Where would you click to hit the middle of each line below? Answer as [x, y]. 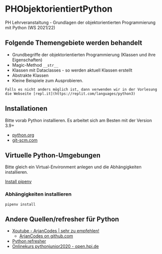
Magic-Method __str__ [35, 65]
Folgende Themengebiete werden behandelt [73, 43]
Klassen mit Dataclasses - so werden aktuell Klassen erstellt [72, 70]
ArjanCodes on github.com [46, 236]
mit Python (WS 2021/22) [30, 27]
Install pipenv [18, 181]
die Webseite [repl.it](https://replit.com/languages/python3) [70, 93]
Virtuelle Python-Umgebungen [53, 155]
